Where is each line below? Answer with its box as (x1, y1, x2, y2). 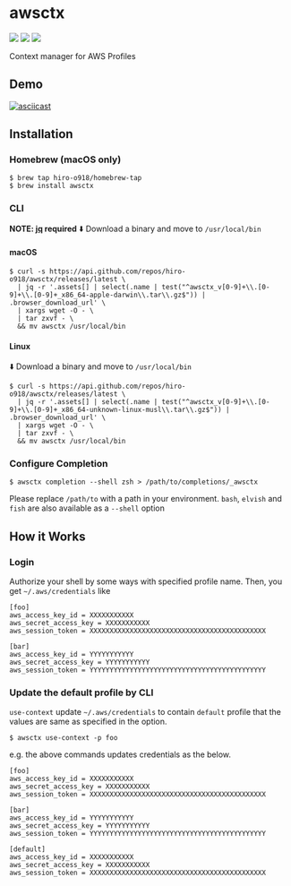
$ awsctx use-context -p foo (9, 734, 118, 743)
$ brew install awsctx (9, 182, 94, 191)
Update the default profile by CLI (9, 686, 154, 699)
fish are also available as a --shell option (9, 503, 166, 513)
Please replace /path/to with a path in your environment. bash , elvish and (9, 494, 282, 504)
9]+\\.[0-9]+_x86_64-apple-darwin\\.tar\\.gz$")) (9, 290, 199, 299)
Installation (9, 126, 73, 142)
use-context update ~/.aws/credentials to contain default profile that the (9, 707, 282, 718)
